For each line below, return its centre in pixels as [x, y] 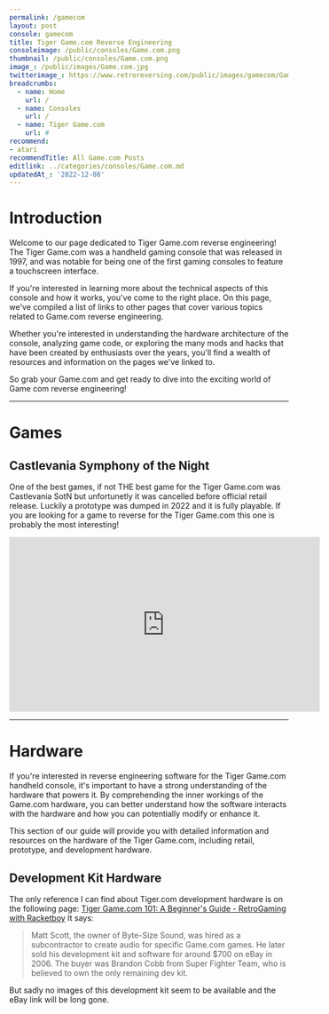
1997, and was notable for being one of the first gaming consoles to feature [146, 262]
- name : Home [41, 91]
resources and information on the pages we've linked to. [112, 362]
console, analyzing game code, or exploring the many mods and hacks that [146, 344]
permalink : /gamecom [47, 17]
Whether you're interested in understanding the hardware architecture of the [149, 334]
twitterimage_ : [37, 75]
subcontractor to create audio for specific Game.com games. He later [158, 944]
